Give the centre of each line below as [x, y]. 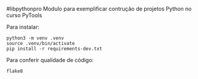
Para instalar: [23, 27]
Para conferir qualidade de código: [50, 60]
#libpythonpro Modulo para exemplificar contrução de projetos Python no [99, 9]
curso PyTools [24, 15]
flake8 [15, 71]
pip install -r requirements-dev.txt [54, 49]
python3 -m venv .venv [35, 38]
